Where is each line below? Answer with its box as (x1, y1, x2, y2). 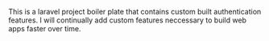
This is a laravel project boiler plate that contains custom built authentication (8, 7, 262, 16)
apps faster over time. (8, 24, 81, 33)
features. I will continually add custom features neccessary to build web (8, 15, 247, 25)
